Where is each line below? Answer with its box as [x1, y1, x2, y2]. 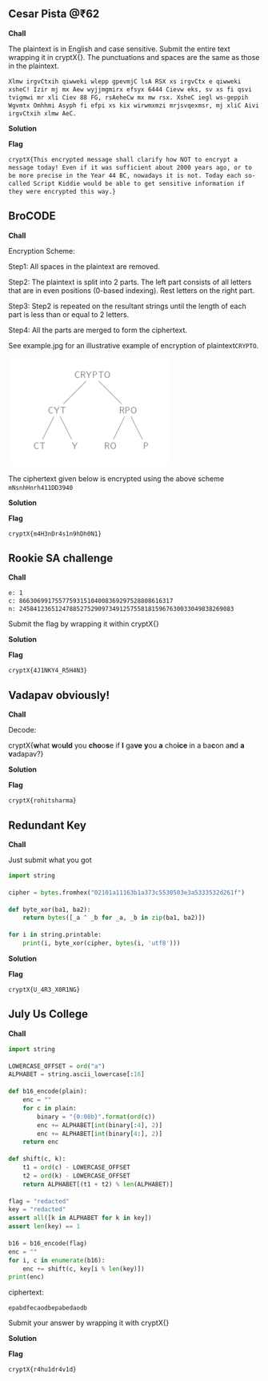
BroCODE [8, 209, 56, 223]
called [8, 179, 30, 187]
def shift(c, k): [8, 1155, 66, 1163]
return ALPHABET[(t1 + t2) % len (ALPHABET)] [22, 1180, 174, 1188]
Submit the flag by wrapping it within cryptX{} [8, 619, 160, 628]
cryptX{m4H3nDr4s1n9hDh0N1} [8, 529, 102, 538]
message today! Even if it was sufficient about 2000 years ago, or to [8, 163, 252, 171]
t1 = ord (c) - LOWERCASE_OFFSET [22, 1163, 130, 1171]
